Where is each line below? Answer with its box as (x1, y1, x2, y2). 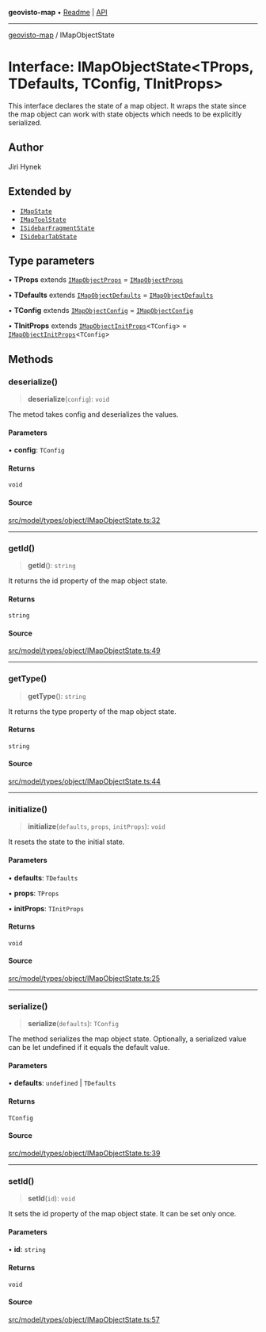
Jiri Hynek (8, 162, 42, 171)
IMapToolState (19, 216, 66, 223)
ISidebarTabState (19, 232, 78, 241)
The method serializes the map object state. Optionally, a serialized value (8, 1034, 247, 1044)
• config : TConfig (8, 445, 65, 455)
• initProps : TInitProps (8, 903, 85, 913)
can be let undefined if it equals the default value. (8, 1043, 170, 1052)
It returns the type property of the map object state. (8, 706, 177, 716)
